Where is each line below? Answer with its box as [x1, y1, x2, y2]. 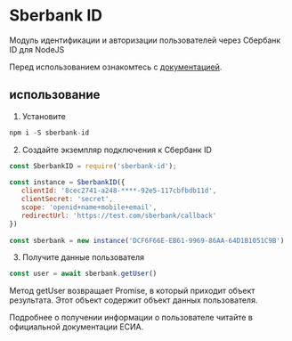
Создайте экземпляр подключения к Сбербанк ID [21, 144, 212, 155]
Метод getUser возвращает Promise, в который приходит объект [9, 286, 255, 296]
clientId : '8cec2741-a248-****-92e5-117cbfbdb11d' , [20, 186, 217, 196]
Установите [21, 110, 67, 121]
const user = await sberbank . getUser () [9, 269, 158, 279]
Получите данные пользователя [21, 252, 145, 263]
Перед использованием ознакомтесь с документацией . [9, 61, 223, 72]
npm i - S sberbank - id [9, 128, 90, 137]
